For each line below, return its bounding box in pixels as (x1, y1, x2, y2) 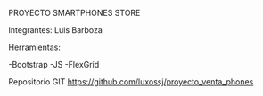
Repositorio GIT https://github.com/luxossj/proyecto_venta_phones (8, 76, 254, 87)
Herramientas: (8, 42, 62, 52)
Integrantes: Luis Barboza (8, 25, 103, 35)
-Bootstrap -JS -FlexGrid (8, 60, 100, 69)
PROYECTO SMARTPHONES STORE (8, 8, 141, 18)
